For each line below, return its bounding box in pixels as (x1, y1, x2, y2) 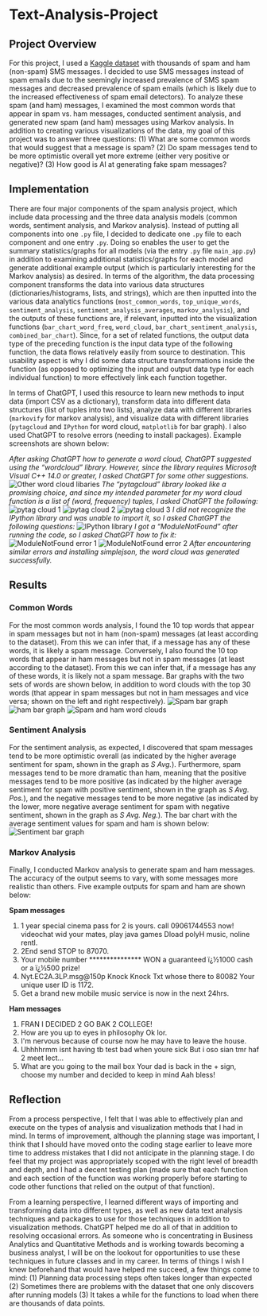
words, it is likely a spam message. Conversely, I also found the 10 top (9, 645, 238, 655)
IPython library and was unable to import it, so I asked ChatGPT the (9, 513, 231, 522)
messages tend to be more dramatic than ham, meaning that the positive (9, 768, 247, 777)
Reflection (9, 1093, 62, 1106)
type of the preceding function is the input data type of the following (9, 339, 234, 348)
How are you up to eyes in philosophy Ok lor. (20, 1028, 168, 1038)
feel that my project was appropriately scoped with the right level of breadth (9, 1156, 258, 1166)
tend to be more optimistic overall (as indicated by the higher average (9, 751, 237, 761)
